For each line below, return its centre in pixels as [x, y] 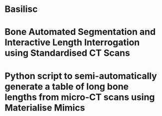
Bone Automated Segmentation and [80, 32]
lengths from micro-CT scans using [80, 97]
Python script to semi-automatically [81, 76]
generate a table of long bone [67, 86]
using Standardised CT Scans [67, 53]
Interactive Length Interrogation [72, 43]
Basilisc [21, 9]
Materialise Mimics [45, 108]
